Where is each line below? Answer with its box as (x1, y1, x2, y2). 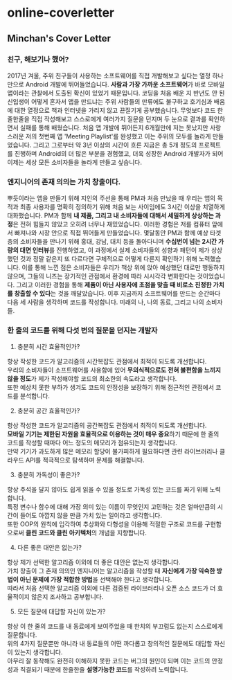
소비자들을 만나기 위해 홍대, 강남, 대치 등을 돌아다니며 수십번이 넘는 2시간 (19, 238, 217, 246)
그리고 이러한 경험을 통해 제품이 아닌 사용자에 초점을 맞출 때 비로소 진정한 (16, 280, 212, 289)
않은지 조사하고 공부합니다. (30, 593, 104, 601)
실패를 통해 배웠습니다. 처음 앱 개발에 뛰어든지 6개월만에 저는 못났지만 (19, 123, 209, 132)
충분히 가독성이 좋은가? (17, 471, 80, 479)
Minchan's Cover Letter (7, 33, 111, 44)
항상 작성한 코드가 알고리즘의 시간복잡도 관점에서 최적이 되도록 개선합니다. (7, 357, 207, 366)
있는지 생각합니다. (14, 648, 63, 656)
